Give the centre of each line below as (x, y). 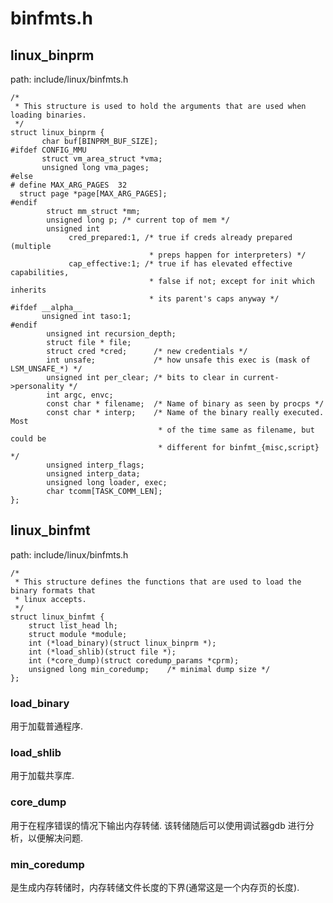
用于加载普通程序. (47, 726)
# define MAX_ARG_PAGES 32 (69, 185)
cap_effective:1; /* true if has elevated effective (180, 264)
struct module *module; (78, 634)
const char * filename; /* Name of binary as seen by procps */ (185, 404)
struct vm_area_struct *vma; (102, 159)
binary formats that (53, 590)
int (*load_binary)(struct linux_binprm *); (122, 643)
